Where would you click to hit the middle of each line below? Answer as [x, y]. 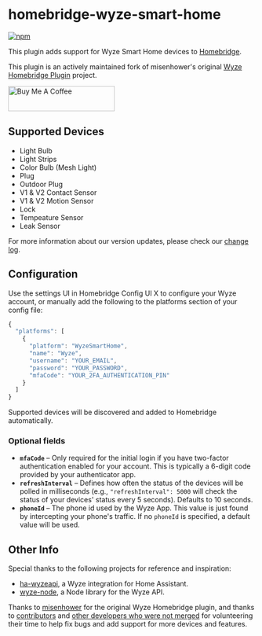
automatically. [31, 421]
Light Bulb [36, 150]
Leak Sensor [40, 226]
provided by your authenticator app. [78, 475]
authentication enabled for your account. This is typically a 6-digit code [135, 466]
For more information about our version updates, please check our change [129, 241]
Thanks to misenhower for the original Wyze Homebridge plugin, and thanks [131, 608]
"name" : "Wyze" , [55, 354]
